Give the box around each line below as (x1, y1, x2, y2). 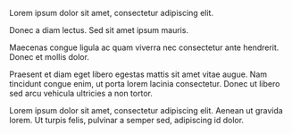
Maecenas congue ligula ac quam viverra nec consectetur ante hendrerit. (9, 42, 279, 53)
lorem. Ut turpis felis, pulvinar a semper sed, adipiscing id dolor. (9, 115, 244, 125)
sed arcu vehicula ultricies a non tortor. (9, 88, 154, 98)
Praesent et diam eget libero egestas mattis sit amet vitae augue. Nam (9, 69, 268, 80)
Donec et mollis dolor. (9, 52, 89, 62)
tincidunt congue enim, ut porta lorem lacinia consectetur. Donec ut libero (9, 79, 280, 88)
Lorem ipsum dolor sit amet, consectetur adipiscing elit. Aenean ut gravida (9, 105, 283, 115)
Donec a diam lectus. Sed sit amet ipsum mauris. (9, 25, 189, 35)
